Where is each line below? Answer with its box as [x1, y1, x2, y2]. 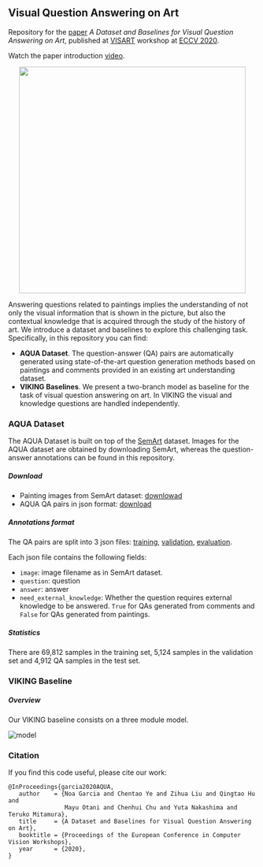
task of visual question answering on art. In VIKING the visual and [19, 390, 232, 400]
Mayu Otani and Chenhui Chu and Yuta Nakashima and [64, 804, 238, 812]
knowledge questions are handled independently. [19, 398, 180, 408]
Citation [8, 750, 39, 761]
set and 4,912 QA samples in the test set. [8, 656, 141, 665]
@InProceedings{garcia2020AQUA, [8, 783, 114, 791]
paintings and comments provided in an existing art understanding [19, 365, 235, 374]
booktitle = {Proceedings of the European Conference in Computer [18, 832, 242, 839]
